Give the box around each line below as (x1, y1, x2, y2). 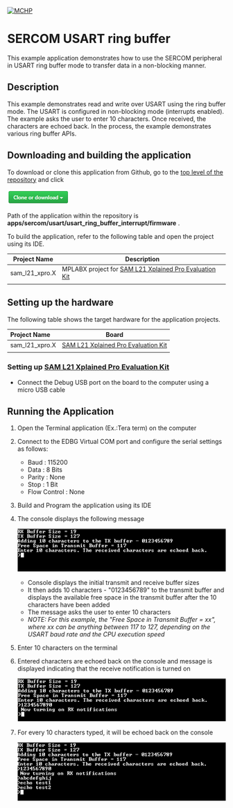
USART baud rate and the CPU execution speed (27, 630, 165, 638)
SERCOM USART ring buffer (7, 31, 171, 47)
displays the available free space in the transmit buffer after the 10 (27, 593, 217, 602)
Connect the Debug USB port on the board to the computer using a (17, 378, 209, 386)
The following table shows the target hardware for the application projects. (7, 315, 221, 323)
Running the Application (7, 406, 114, 418)
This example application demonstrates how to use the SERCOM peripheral (7, 53, 223, 62)
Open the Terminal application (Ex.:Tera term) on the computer (17, 424, 197, 432)
